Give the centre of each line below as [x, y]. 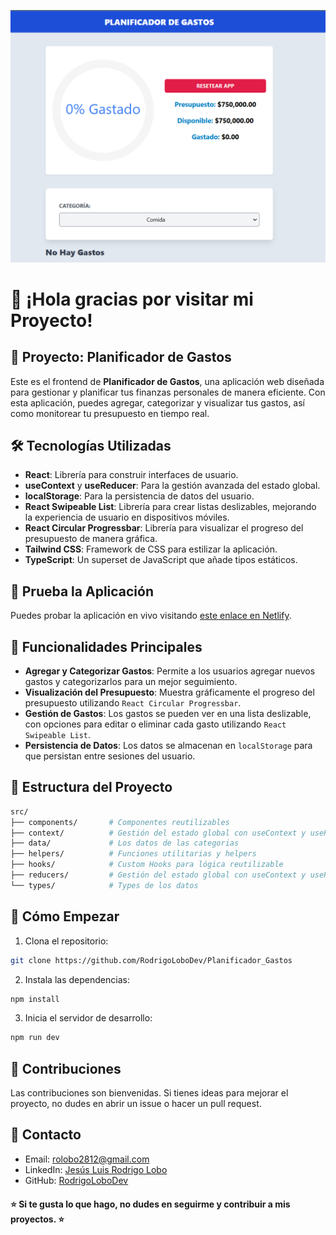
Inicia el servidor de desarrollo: [88, 1018]
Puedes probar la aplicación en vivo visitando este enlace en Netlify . [151, 616]
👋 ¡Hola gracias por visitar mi [132, 299]
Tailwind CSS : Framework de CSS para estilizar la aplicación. [151, 549]
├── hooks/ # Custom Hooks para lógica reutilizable [147, 865]
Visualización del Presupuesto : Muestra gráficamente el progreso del [169, 692]
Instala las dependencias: [77, 979]
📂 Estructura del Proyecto [91, 787]
